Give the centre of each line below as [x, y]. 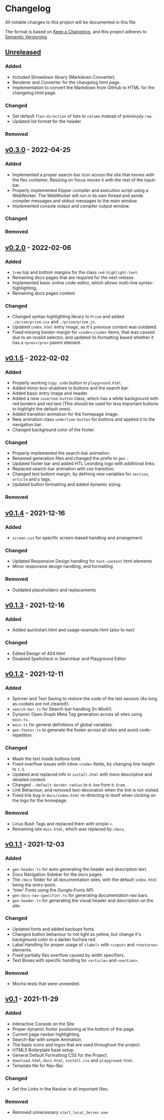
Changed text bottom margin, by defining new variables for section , [81, 474]
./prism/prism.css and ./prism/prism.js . [54, 322]
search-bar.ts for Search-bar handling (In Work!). [62, 709]
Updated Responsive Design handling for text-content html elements [82, 561]
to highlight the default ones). [42, 409]
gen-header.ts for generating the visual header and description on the [83, 900]
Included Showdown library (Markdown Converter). [64, 77]
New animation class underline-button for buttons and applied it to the [83, 419]
